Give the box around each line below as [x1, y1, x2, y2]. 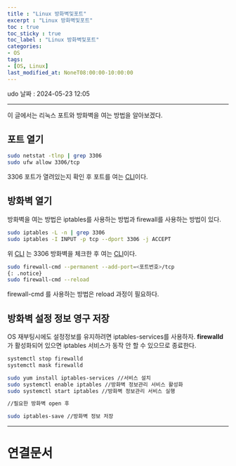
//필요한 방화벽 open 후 [7, 400, 70, 408]
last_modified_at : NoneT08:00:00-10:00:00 [7, 69, 133, 76]
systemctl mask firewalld [7, 361, 83, 369]
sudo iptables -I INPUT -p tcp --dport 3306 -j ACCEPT [7, 235, 171, 242]
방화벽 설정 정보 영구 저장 [7, 312, 110, 324]
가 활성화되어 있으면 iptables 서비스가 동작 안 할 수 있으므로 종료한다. [7, 342, 197, 350]
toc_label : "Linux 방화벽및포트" [7, 37, 100, 44]
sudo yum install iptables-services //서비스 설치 [7, 374, 151, 382]
